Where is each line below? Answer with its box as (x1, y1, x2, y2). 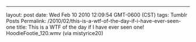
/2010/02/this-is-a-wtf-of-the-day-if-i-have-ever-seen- (47, 18, 181, 24)
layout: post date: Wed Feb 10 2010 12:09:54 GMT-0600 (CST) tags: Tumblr (6, 12, 188, 18)
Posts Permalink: (6, 18, 47, 24)
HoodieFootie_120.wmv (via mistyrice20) (6, 30, 104, 36)
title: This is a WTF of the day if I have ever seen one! (16, 24, 145, 30)
